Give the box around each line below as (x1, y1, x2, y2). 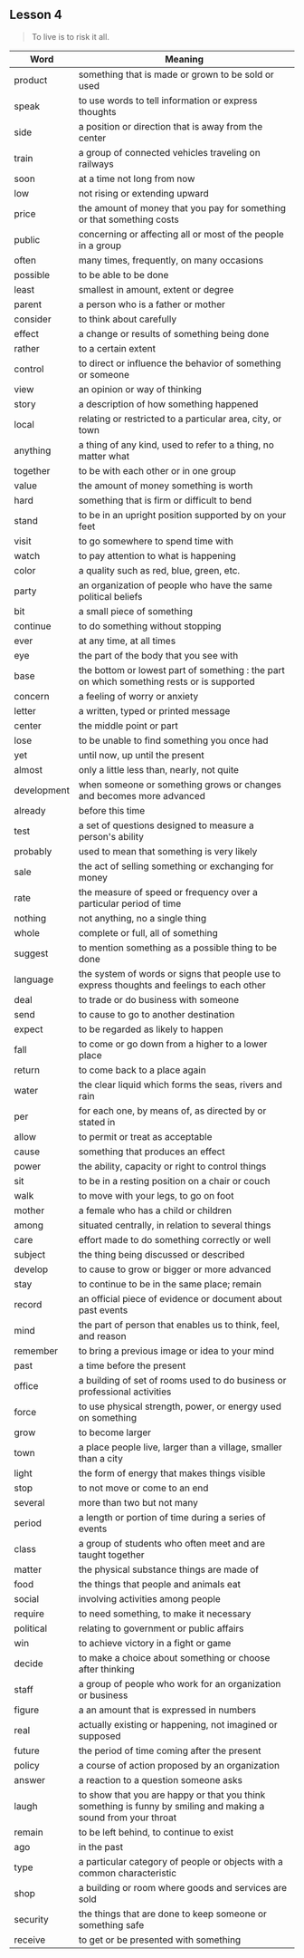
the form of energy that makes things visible (78, 1467, 266, 1480)
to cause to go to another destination (78, 1008, 235, 1020)
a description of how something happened (78, 398, 259, 410)
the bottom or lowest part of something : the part (78, 663, 285, 676)
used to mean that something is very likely (78, 844, 258, 857)
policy (14, 1759, 40, 1771)
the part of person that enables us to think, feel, (78, 1318, 280, 1331)
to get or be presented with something (78, 1934, 242, 1946)
